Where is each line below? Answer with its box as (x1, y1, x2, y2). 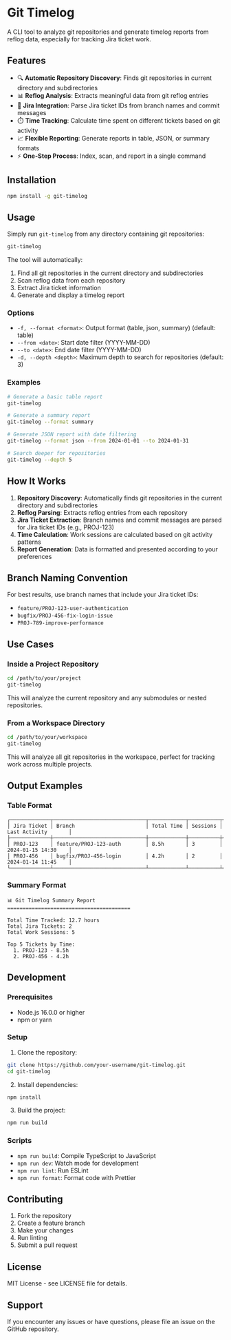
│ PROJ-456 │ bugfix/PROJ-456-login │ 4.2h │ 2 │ (7, 853, 223, 860)
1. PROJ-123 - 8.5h (13, 946, 69, 954)
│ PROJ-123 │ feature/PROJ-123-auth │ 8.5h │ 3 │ (7, 840, 223, 847)
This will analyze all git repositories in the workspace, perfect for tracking (7, 753, 215, 761)
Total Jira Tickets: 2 (7, 922, 72, 930)
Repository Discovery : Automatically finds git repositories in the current (16, 494, 222, 502)
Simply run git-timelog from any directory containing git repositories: (7, 230, 205, 238)
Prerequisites (7, 993, 53, 1002)
